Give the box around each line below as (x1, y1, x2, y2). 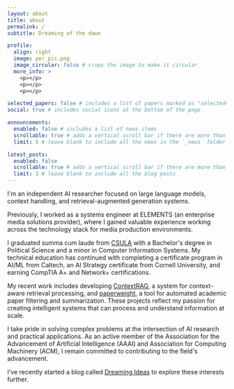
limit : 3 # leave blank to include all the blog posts (13, 170, 176, 177)
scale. (7, 311, 24, 319)
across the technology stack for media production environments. (7, 225, 193, 233)
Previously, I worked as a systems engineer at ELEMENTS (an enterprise (7, 210, 215, 219)
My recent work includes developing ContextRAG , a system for (7, 282, 188, 289)
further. (7, 375, 29, 383)
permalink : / (7, 23, 45, 30)
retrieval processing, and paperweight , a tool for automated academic (26, 289, 227, 297)
